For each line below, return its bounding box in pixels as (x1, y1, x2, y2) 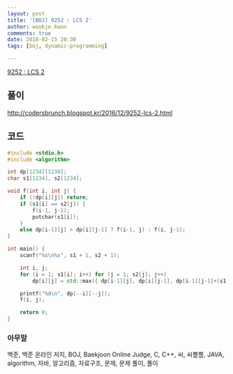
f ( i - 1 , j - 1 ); (32, 207, 70, 214)
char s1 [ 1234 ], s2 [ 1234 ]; (7, 175, 82, 182)
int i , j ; (20, 264, 49, 272)
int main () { (7, 245, 45, 253)
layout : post (7, 10, 45, 17)
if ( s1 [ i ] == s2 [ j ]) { (20, 200, 86, 208)
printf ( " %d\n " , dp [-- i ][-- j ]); (20, 290, 111, 297)
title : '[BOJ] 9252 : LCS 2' (7, 17, 92, 24)
